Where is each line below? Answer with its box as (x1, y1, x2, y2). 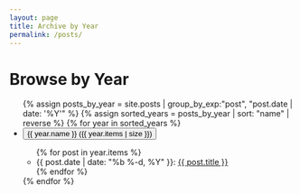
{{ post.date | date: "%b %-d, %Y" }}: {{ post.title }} (35, 157, 229, 168)
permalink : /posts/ (9, 30, 83, 39)
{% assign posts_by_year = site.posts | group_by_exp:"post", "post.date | (22, 98, 294, 109)
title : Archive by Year (9, 22, 99, 31)
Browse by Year (9, 69, 129, 89)
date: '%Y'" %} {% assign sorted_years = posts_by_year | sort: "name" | (22, 108, 290, 119)
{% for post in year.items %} (35, 147, 142, 158)
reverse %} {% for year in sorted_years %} (22, 118, 182, 129)
